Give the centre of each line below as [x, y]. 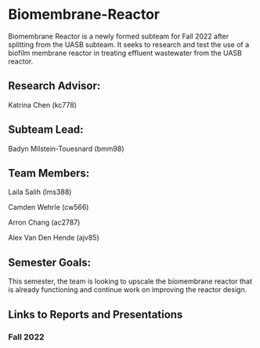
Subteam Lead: [46, 130]
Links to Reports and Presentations [96, 315]
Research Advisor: [54, 86]
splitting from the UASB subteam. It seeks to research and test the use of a [129, 44]
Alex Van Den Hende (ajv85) [54, 238]
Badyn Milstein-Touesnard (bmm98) [66, 148]
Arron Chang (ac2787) [44, 222]
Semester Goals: [50, 262]
